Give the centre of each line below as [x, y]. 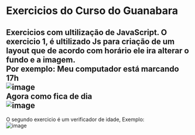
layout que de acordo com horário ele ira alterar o [97, 51]
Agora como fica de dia [49, 96]
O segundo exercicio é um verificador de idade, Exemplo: [75, 119]
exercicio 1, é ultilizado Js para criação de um [90, 41]
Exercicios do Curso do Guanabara [92, 11]
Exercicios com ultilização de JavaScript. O [87, 32]
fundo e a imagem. [41, 60]
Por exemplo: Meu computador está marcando [93, 69]
